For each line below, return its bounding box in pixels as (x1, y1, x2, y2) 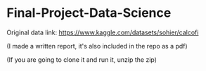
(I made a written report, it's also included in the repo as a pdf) (6, 41, 188, 50)
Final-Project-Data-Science (6, 5, 172, 21)
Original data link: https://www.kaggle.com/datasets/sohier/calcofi (6, 28, 199, 37)
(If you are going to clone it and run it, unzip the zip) (6, 55, 157, 64)
